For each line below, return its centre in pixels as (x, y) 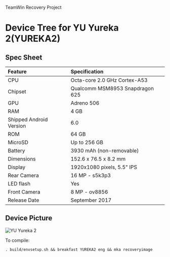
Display (17, 167)
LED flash (19, 184)
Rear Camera (23, 175)
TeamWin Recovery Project (33, 7)
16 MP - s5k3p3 (91, 175)
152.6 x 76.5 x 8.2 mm (98, 159)
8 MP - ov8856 (89, 192)
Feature (17, 72)
